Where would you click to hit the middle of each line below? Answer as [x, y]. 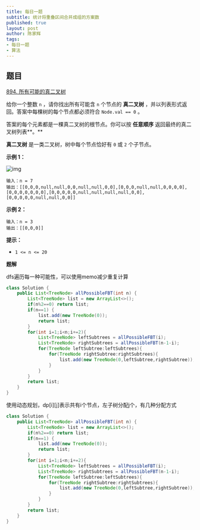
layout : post [22, 28]
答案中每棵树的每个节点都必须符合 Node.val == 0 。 [79, 111]
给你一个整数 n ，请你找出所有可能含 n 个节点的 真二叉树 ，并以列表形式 [94, 104]
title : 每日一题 [24, 12]
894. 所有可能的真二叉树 [36, 91]
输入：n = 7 [20, 181]
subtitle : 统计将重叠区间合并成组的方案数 [53, 17]
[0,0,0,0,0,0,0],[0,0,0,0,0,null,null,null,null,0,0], [76, 192]
